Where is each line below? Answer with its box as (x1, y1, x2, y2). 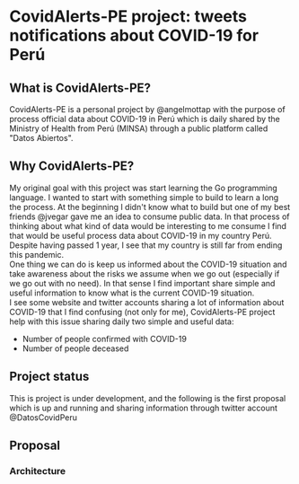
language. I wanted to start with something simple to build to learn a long (9, 191, 279, 203)
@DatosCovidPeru (9, 411, 78, 423)
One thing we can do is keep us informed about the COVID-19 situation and (9, 259, 287, 269)
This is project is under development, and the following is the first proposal (9, 392, 286, 403)
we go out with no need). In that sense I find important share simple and (9, 277, 276, 288)
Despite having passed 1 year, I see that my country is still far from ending (9, 240, 283, 251)
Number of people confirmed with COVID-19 (22, 333, 187, 344)
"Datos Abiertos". (9, 133, 74, 143)
